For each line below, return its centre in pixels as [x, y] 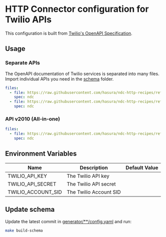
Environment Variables [41, 154]
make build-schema [24, 231]
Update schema [30, 210]
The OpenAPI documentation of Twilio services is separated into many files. [82, 74]
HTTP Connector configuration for [77, 9]
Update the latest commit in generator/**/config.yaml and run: [68, 221]
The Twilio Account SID [94, 192]
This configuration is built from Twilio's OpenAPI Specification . [69, 33]
